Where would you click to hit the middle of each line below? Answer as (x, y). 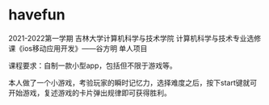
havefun (37, 15)
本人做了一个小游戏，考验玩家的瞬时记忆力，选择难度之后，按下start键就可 (132, 82)
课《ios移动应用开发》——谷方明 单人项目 (78, 48)
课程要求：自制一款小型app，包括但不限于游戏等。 (93, 65)
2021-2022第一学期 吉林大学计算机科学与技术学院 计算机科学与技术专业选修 (134, 38)
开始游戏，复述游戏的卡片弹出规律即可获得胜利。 (90, 92)
